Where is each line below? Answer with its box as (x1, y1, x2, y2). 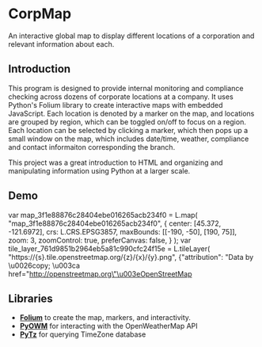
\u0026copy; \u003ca (8, 261, 81, 270)
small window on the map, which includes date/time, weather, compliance (8, 134, 249, 143)
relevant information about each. (8, 39, 115, 48)
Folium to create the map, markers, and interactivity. (19, 313, 192, 322)
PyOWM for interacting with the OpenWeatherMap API (19, 322, 198, 331)
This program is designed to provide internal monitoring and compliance (8, 83, 244, 93)
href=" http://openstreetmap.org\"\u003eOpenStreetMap (8, 269, 192, 278)
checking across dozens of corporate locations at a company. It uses (8, 92, 234, 101)
